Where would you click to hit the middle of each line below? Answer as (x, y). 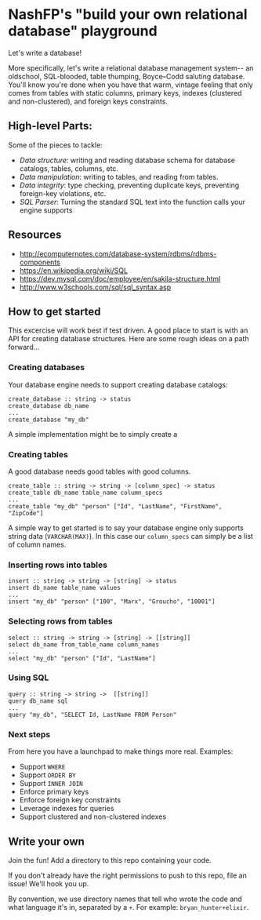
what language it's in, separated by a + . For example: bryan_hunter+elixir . (129, 907)
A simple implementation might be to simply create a (93, 434)
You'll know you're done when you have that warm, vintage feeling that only (130, 85)
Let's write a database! (45, 53)
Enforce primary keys (54, 792)
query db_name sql (38, 701)
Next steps (29, 734)
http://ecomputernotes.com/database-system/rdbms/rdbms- (118, 253)
